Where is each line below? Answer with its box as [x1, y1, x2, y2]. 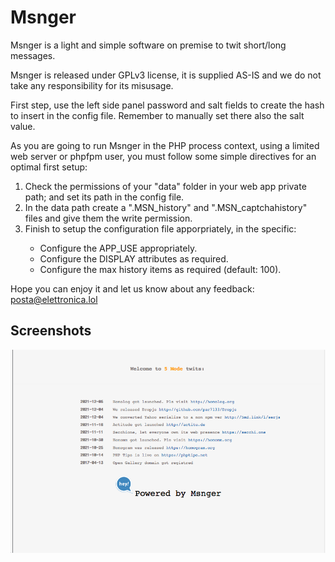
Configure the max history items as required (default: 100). [39, 263, 282, 275]
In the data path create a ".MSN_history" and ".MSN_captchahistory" [24, 201, 308, 213]
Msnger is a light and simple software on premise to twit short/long [10, 39, 287, 51]
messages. [10, 49, 56, 61]
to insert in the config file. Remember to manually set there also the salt [10, 109, 305, 121]
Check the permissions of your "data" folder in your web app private [24, 180, 307, 192]
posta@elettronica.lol [10, 293, 98, 305]
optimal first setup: [10, 161, 88, 173]
